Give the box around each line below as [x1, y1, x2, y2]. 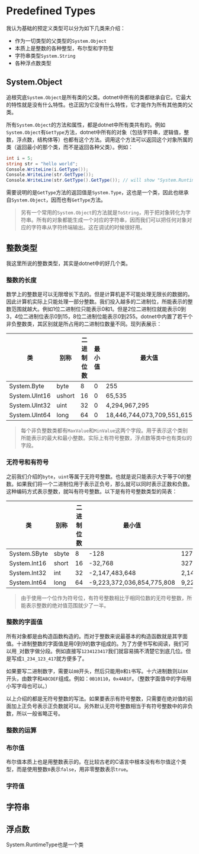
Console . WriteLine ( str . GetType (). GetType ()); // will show [6, 177, 155, 184]
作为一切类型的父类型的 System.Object [14, 37, 107, 44]
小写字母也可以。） [6, 682, 50, 689]
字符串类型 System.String [14, 52, 76, 59]
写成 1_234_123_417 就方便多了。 [11, 655, 88, 662]
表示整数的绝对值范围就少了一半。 [25, 601, 110, 609]
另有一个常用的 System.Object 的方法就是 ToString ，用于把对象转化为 [20, 209, 186, 216]
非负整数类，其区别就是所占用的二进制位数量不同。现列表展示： [6, 320, 162, 327]
